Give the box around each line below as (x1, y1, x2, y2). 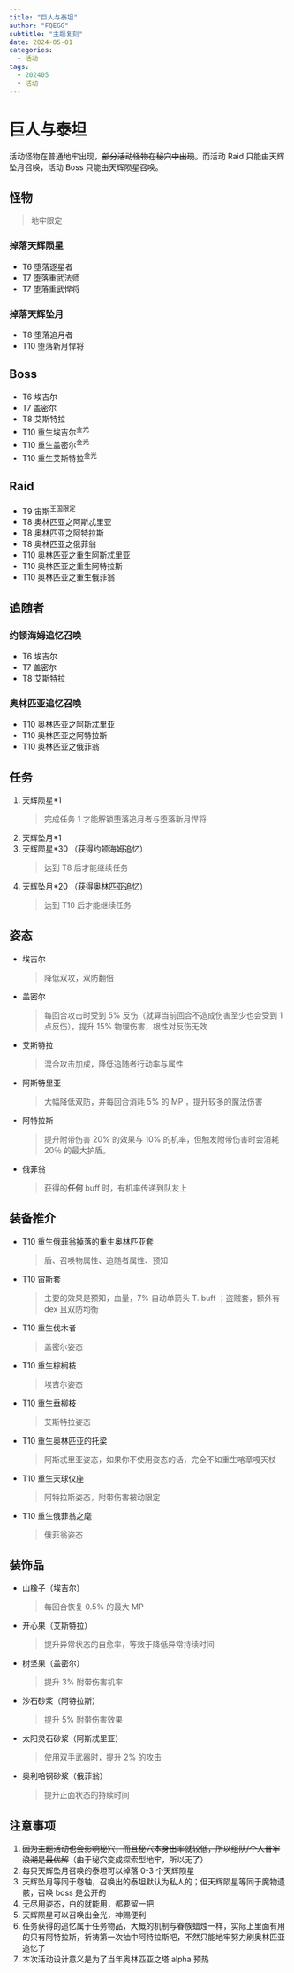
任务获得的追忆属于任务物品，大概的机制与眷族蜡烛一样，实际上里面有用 (21, 1921, 285, 1931)
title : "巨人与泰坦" (9, 12, 78, 22)
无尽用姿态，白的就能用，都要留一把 (21, 1899, 155, 1909)
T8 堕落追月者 (21, 329, 73, 340)
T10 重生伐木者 (21, 1322, 77, 1333)
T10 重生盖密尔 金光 (21, 438, 90, 451)
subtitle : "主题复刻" (9, 29, 84, 38)
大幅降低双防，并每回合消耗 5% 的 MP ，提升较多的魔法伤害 (43, 1096, 263, 1106)
